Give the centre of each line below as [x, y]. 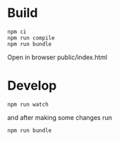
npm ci [17, 32]
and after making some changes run [60, 117]
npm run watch [28, 104]
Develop [32, 86]
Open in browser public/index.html [57, 57]
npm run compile [31, 38]
